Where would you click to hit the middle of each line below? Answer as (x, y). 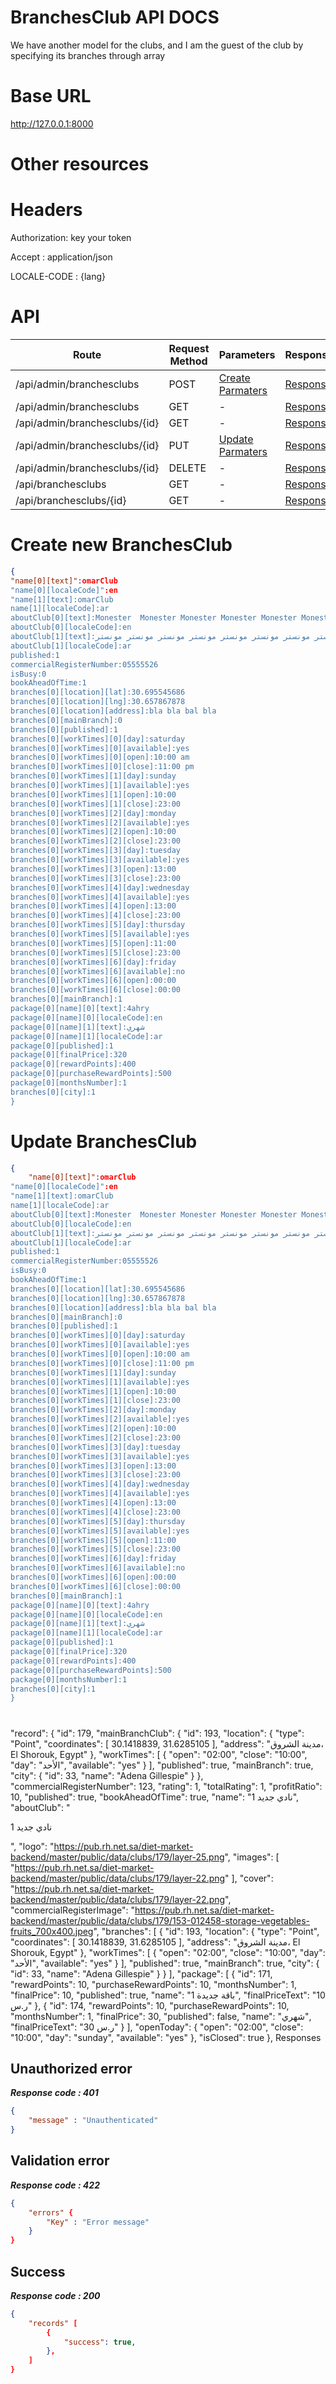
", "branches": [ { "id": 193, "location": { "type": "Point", (206, 1931)
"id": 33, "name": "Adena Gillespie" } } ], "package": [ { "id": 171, (141, 1973)
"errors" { (51, 2212)
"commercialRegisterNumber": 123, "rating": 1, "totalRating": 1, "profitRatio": (166, 1786)
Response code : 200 (55, 2295)
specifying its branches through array (88, 55)
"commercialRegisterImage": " (72, 1910)
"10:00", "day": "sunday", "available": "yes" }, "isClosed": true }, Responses (166, 2037)
